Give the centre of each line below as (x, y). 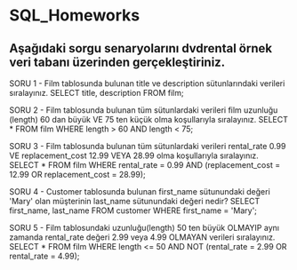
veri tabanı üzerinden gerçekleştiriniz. (117, 62)
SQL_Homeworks (75, 16)
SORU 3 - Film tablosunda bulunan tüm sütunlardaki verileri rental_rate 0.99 (148, 146)
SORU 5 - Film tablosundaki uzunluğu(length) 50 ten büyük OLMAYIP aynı (144, 228)
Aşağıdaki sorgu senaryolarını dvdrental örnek (141, 48)
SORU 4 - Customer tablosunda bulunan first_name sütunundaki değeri (140, 191)
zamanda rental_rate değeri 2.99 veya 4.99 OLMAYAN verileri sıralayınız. (142, 237)
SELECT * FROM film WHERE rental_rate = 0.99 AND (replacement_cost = (145, 165)
